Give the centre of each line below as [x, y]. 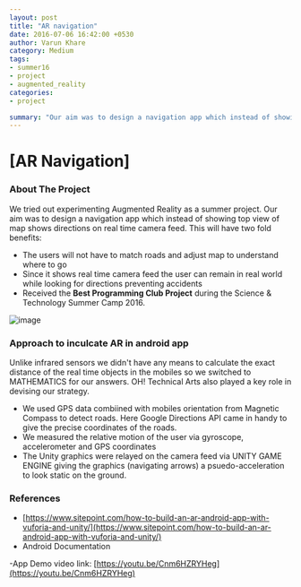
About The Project [50, 189]
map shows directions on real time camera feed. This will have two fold [140, 228]
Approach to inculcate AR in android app [99, 343]
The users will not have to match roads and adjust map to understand [150, 255]
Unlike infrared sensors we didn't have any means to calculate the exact [142, 363]
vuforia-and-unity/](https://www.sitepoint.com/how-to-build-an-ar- [146, 527]
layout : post [34, 17]
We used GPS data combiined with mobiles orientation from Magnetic [150, 409]
